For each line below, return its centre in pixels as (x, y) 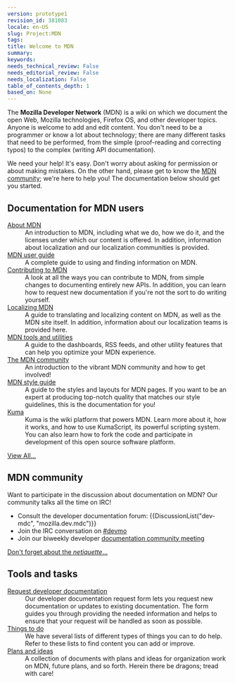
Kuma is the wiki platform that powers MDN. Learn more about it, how (126, 419)
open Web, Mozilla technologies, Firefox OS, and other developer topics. (112, 120)
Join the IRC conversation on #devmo (72, 531)
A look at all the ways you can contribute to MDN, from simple (115, 277)
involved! (38, 375)
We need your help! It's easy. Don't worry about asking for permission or (113, 163)
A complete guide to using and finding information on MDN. (111, 262)
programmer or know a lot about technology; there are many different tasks (117, 135)
